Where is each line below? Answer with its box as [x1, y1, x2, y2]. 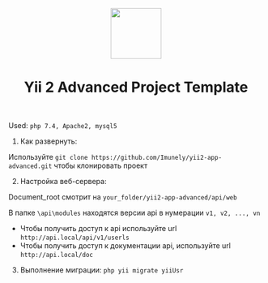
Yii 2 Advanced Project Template [23, 78, 249, 96]
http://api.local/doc [19, 251, 93, 259]
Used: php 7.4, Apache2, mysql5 [8, 120, 117, 130]
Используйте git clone [8, 152, 88, 161]
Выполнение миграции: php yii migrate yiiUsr [19, 264, 184, 275]
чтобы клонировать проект [53, 161, 148, 170]
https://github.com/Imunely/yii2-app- [91, 153, 223, 161]
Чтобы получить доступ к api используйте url [19, 223, 177, 233]
